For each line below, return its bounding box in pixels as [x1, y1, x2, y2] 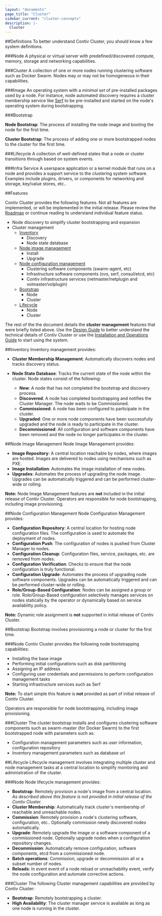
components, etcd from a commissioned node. [12, 850, 105, 856]
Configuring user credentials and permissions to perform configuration [12, 671, 153, 677]
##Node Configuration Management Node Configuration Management [5, 510, 145, 516]
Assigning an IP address [12, 666, 60, 672]
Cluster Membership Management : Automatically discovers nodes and [12, 356, 155, 362]
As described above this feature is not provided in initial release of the [12, 794, 152, 799]
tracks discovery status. [12, 361, 60, 367]
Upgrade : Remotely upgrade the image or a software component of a [12, 830, 150, 836]
